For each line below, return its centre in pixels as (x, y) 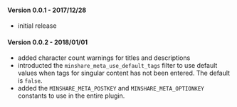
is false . (30, 81)
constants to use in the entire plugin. (71, 96)
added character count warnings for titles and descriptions (104, 58)
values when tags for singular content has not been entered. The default (123, 73)
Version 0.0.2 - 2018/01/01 (48, 42)
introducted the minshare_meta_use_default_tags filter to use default (117, 66)
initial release (37, 26)
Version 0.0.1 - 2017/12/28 (47, 10)
